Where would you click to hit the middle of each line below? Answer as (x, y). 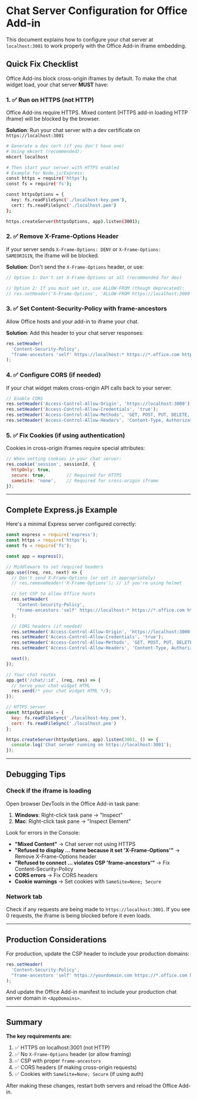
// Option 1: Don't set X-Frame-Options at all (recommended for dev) (94, 277)
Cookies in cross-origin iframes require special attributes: (76, 448)
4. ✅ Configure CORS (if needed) (54, 375)
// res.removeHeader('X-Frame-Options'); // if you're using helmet (97, 583)
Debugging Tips (36, 774)
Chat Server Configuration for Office (97, 11)
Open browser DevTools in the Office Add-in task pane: (73, 803)
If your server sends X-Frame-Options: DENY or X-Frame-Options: (84, 249)
